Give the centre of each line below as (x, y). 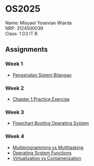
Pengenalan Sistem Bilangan (42, 75)
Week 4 (15, 136)
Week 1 (14, 64)
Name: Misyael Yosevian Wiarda (38, 23)
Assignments (27, 49)
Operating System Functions (42, 153)
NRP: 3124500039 (24, 28)
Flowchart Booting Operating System (51, 123)
